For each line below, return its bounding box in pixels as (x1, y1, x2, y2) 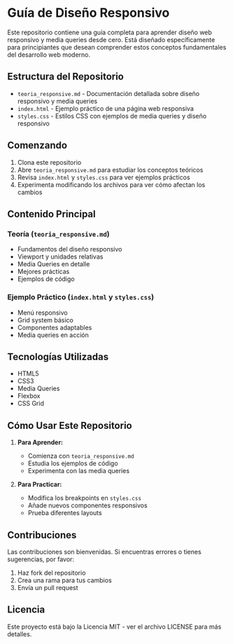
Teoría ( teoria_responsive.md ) (7, 229, 110, 239)
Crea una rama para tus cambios (17, 576, 112, 584)
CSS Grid (17, 399, 44, 408)
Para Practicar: (17, 480, 62, 488)
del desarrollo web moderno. (7, 50, 91, 59)
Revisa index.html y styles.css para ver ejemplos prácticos (17, 173, 190, 181)
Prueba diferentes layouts (27, 509, 103, 517)
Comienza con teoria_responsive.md (27, 452, 134, 460)
